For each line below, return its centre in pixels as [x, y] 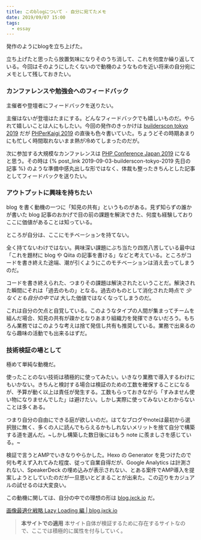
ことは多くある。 [27, 407]
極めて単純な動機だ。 [32, 364]
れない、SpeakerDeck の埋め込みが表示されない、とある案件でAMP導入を [98, 470]
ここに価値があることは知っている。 [51, 222]
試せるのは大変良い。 [43, 485]
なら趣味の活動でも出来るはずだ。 [48, 333]
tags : [13, 23]
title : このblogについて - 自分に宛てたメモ [56, 12]
